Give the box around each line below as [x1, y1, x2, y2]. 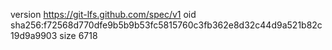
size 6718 [59, 30, 98, 41]
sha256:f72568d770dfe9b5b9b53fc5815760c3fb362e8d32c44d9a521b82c [10, 19, 323, 31]
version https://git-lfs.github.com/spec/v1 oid [10, 9, 197, 20]
